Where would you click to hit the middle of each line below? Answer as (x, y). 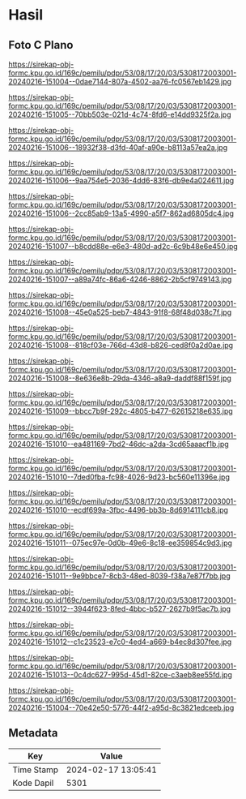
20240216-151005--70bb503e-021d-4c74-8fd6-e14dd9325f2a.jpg (120, 114)
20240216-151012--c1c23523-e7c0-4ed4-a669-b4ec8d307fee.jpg (120, 642)
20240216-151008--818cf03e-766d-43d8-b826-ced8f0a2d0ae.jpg (121, 345)
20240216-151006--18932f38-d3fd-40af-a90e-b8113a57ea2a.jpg (118, 147)
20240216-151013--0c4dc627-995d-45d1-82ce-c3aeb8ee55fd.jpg (120, 674)
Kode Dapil (33, 783)
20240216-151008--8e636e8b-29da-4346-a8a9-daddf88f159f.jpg (120, 378)
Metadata (33, 733)
